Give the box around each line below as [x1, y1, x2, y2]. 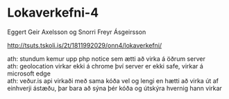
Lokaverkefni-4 [7, 5, 99, 21]
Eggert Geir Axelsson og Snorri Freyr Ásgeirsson [7, 28, 146, 36]
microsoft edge [7, 69, 51, 78]
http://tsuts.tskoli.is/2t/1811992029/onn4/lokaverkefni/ [7, 41, 162, 49]
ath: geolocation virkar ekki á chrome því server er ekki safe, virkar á [7, 62, 203, 70]
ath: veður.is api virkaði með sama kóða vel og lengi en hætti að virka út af [7, 76, 219, 84]
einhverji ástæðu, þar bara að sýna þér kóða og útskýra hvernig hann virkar [7, 84, 222, 92]
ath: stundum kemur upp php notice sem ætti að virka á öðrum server [7, 54, 206, 63]
